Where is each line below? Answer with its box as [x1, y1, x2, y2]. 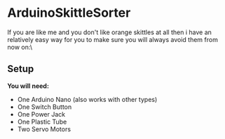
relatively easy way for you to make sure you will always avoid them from [7, 35, 219, 43]
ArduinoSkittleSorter [7, 5, 131, 21]
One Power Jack [17, 110, 65, 118]
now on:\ [7, 43, 33, 51]
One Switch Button [17, 103, 72, 111]
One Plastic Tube [17, 117, 67, 126]
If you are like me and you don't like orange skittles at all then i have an [7, 28, 212, 36]
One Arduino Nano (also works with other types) [17, 95, 158, 103]
